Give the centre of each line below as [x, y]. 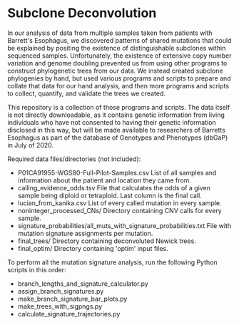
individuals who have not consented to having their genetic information [112, 122]
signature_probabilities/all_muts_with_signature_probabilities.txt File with [124, 225]
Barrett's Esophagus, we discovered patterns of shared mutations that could [119, 40]
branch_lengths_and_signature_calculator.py [83, 284]
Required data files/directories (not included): [74, 159]
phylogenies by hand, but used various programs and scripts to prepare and [119, 78]
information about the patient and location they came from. [104, 180]
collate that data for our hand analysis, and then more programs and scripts [118, 86]
